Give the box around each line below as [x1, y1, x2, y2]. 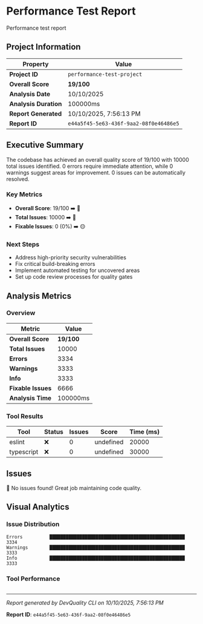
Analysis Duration [9, 99, 62, 108]
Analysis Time [9, 394, 52, 402]
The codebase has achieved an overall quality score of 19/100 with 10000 [6, 156, 189, 163]
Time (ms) [129, 428, 160, 436]
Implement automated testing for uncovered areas [14, 267, 140, 274]
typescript [9, 448, 39, 456]
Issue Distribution [6, 520, 60, 528]
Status [44, 428, 63, 436]
